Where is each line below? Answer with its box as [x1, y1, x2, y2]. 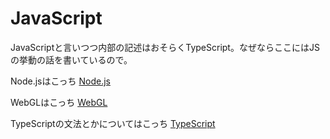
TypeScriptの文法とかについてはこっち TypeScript [10, 117, 216, 129]
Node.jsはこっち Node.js [10, 75, 111, 87]
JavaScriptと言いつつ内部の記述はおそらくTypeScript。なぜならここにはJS [10, 41, 320, 53]
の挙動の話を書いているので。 [10, 53, 133, 66]
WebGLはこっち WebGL [10, 96, 108, 108]
